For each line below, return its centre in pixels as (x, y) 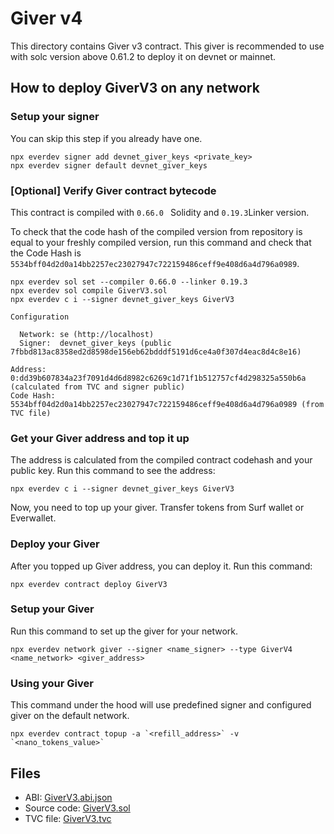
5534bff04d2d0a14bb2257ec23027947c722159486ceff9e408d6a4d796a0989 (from (167, 404)
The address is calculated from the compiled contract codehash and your (161, 460)
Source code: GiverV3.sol (77, 808)
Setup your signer (55, 117)
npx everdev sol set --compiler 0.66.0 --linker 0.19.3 (129, 282)
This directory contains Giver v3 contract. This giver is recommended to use (167, 46)
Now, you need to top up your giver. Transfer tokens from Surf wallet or (157, 508)
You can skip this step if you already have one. (106, 138)
